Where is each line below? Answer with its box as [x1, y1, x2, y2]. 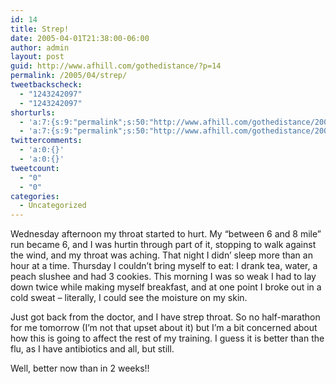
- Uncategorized [19, 201, 87, 211]
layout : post [10, 52, 65, 62]
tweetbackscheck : [10, 80, 83, 90]
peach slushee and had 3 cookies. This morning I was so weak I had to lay [10, 271, 317, 283]
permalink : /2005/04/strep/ [10, 71, 128, 81]
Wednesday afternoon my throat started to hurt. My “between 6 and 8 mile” [10, 228, 322, 240]
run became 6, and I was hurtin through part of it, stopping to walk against [10, 239, 317, 251]
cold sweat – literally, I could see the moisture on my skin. [10, 292, 248, 304]
